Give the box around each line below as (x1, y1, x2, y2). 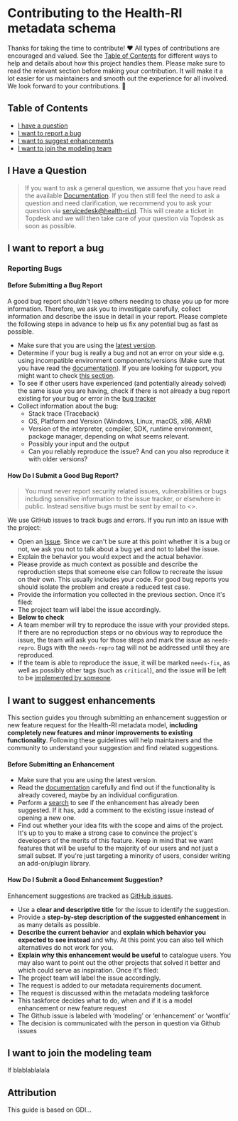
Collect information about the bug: (17, 401, 119, 411)
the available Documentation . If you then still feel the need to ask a (24, 191, 220, 200)
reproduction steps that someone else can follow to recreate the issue (17, 568, 223, 576)
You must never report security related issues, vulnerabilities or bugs (24, 487, 227, 496)
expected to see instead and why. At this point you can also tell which (17, 936, 224, 944)
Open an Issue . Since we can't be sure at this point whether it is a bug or (17, 537, 231, 546)
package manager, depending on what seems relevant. (28, 432, 190, 441)
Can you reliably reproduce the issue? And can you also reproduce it (28, 447, 229, 456)
